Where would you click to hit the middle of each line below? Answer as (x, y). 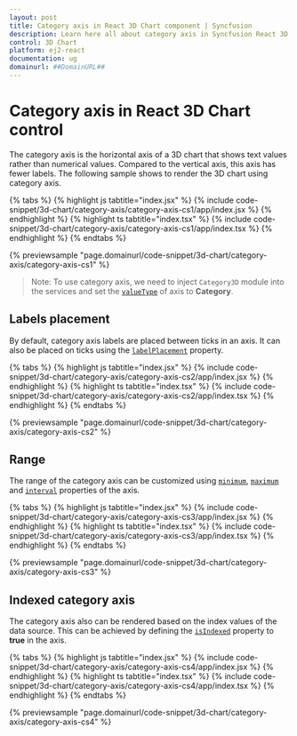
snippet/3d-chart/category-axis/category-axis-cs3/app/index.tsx (128, 536)
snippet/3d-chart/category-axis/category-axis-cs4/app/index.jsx (128, 667)
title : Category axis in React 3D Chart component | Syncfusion (131, 26)
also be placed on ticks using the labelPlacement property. (116, 350)
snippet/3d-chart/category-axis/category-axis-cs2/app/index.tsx (128, 396)
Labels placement (60, 320)
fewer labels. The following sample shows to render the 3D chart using (139, 173)
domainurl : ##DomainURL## (57, 68)
